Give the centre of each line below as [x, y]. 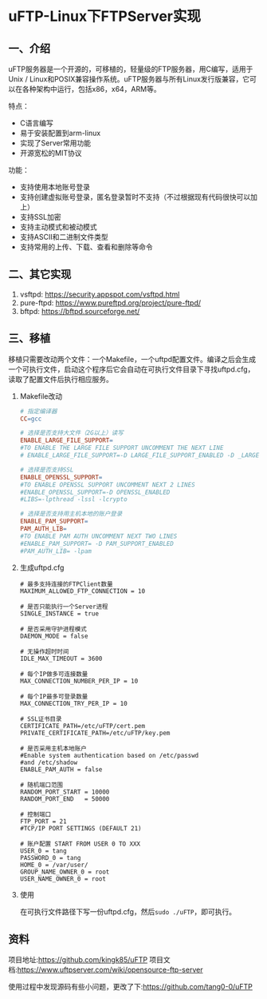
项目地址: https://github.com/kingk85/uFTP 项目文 [90, 960]
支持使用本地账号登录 [55, 187]
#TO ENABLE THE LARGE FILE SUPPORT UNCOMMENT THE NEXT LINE [122, 448]
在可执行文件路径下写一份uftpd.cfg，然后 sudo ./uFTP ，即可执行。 [128, 911]
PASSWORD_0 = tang [50, 858]
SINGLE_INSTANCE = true [59, 613]
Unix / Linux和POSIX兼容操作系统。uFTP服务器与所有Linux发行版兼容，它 [129, 79]
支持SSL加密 [40, 217]
